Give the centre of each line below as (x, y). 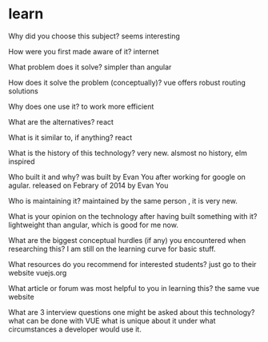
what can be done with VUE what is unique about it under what (112, 320)
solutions (23, 91)
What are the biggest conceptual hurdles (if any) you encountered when (127, 240)
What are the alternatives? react (61, 121)
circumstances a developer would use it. (75, 329)
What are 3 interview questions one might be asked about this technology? (132, 312)
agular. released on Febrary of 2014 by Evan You (88, 185)
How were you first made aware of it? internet (84, 51)
